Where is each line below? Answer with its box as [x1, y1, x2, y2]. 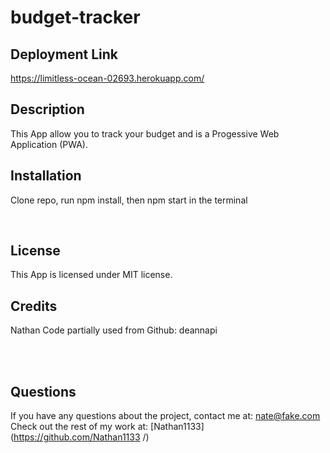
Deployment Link [10, 46, 118, 63]
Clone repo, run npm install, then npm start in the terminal [10, 194, 248, 206]
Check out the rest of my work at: [10, 421, 149, 433]
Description [10, 101, 85, 118]
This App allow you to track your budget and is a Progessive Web [10, 127, 280, 140]
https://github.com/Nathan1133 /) [13, 431, 150, 443]
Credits [10, 297, 58, 315]
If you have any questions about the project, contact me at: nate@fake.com [10, 410, 321, 422]
